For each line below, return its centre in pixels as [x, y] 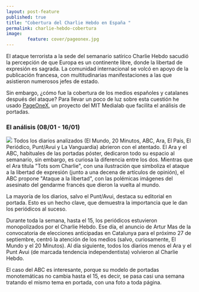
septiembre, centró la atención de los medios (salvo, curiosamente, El [91, 239]
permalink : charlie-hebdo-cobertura [51, 28]
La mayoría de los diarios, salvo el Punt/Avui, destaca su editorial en [89, 196]
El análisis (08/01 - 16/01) [43, 127]
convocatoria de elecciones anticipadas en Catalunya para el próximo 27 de [99, 233]
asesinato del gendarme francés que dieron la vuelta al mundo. [83, 185]
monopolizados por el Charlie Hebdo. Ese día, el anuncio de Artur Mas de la [99, 227]
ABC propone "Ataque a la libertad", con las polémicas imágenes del [89, 179]
